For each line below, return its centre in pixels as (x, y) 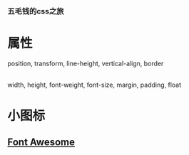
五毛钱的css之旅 (36, 11)
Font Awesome (41, 143)
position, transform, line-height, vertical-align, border (86, 63)
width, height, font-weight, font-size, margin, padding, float (94, 85)
